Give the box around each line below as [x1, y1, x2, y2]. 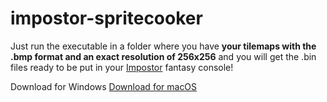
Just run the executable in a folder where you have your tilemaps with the [10, 40, 317, 52]
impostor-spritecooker [10, 7, 203, 30]
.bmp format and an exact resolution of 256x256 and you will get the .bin [10, 50, 317, 62]
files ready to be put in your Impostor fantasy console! [10, 61, 234, 73]
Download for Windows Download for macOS [10, 80, 198, 92]
